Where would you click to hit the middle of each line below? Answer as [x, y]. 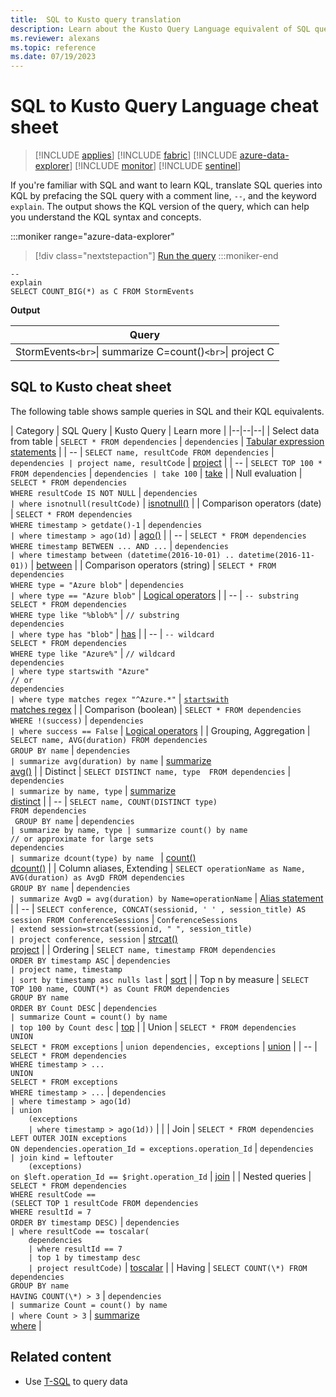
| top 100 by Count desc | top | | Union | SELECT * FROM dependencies [153, 1027]
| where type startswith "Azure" [80, 671]
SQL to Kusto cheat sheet [91, 387]
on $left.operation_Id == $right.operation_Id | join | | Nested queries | [161, 1176]
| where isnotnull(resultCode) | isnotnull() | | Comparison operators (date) [166, 503]
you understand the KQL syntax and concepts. [106, 217]
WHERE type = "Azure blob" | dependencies [97, 584]
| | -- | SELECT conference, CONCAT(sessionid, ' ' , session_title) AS [158, 908]
